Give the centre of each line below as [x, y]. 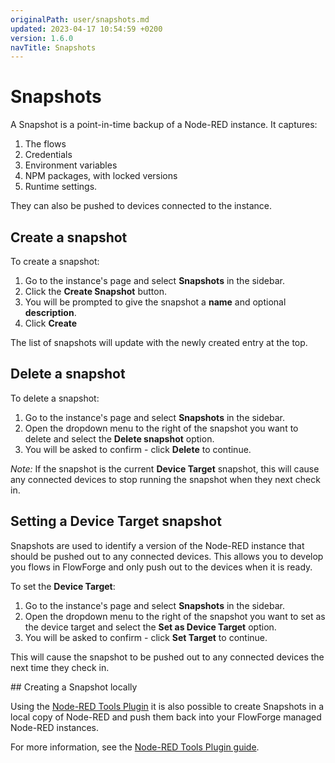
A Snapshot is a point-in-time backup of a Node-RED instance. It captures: [164, 125]
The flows [45, 144]
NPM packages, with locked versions [101, 176]
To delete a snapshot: [55, 398]
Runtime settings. [61, 187]
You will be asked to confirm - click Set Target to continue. [146, 637]
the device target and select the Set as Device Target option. [150, 627]
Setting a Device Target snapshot [116, 521]
